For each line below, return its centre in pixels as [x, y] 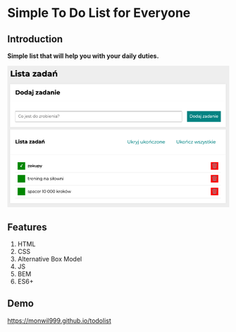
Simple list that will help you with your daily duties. [83, 56]
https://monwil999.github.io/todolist [59, 320]
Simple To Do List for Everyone [99, 13]
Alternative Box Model [50, 259]
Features [27, 227]
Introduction [35, 39]
